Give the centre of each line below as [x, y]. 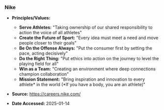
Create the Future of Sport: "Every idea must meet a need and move [89, 38]
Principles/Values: [31, 18]
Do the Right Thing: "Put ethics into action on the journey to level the [89, 59]
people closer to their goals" [48, 43]
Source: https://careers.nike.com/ [46, 94]
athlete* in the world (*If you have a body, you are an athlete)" [82, 85]
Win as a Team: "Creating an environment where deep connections [87, 69]
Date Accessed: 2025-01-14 [41, 104]
